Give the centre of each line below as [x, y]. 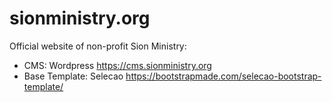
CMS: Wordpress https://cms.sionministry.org [117, 65]
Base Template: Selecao [73, 76]
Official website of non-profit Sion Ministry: [98, 46]
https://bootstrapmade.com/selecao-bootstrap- [223, 76]
